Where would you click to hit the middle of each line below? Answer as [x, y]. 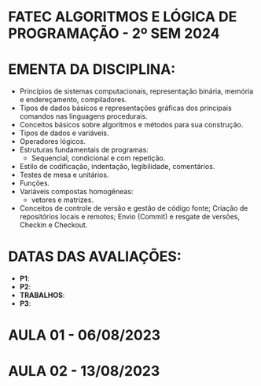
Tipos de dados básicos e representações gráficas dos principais [125, 108]
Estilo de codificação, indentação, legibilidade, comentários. [117, 167]
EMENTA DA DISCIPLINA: [92, 70]
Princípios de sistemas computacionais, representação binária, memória [136, 91]
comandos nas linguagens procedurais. [83, 116]
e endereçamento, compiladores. [73, 100]
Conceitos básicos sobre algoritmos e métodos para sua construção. [131, 125]
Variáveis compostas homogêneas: [76, 192]
